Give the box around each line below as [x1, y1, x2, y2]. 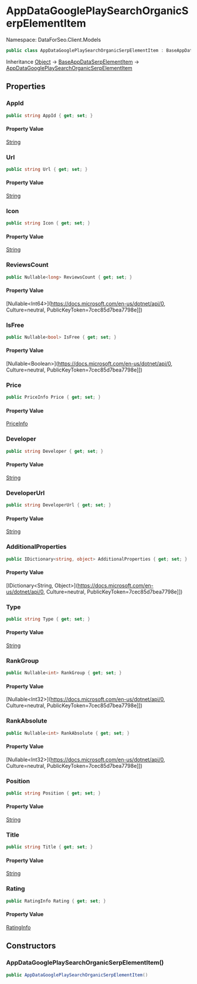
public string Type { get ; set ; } [6, 616, 91, 622]
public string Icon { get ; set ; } [6, 220, 91, 226]
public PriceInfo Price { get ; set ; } [6, 395, 101, 400]
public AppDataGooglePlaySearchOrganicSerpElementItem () [6, 972, 148, 978]
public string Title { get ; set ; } [6, 844, 93, 850]
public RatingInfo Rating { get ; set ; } [6, 898, 107, 904]
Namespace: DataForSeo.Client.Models [6, 36, 101, 43]
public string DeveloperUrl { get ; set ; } [6, 502, 111, 508]
